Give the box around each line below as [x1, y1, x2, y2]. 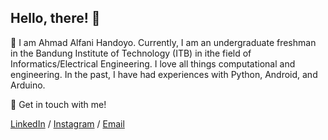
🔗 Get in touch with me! [10, 98, 107, 110]
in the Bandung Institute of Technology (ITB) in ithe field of [10, 47, 252, 59]
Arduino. [10, 79, 46, 91]
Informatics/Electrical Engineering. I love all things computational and [10, 57, 296, 70]
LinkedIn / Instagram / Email [10, 117, 125, 130]
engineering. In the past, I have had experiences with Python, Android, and [10, 68, 318, 80]
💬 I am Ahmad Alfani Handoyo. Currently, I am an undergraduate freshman [10, 36, 317, 48]
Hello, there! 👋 [10, 10, 101, 27]
